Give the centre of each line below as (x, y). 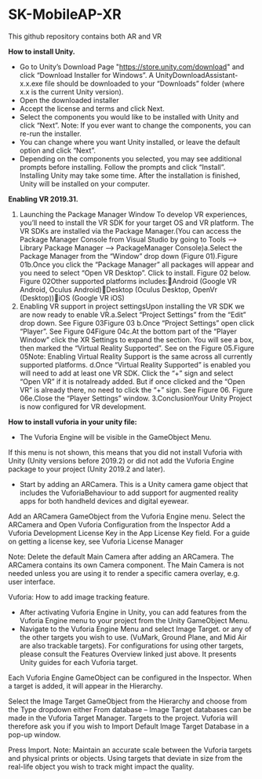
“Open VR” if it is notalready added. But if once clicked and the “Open (132, 381)
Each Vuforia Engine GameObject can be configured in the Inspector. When (130, 677)
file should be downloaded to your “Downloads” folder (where (144, 83)
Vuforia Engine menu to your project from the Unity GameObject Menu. (134, 620)
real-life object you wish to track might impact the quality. (101, 766)
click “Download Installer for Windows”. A (87, 75)
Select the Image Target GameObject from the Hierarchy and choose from (127, 701)
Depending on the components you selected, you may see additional (130, 158)
